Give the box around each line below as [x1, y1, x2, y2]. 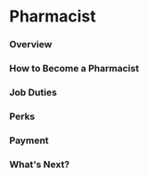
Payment [9, 134, 49, 147]
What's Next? [9, 158, 70, 171]
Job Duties [9, 86, 58, 98]
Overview [9, 38, 53, 51]
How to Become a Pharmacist [9, 63, 140, 75]
